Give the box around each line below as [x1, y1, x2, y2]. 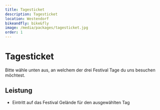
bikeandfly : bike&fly [5, 21, 49, 26]
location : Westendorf [5, 16, 49, 21]
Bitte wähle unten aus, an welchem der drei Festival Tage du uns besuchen [5, 67, 156, 73]
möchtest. [5, 72, 25, 78]
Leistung [5, 87, 33, 95]
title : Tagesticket [5, 7, 45, 12]
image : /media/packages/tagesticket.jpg [5, 25, 89, 30]
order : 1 [5, 30, 23, 35]
